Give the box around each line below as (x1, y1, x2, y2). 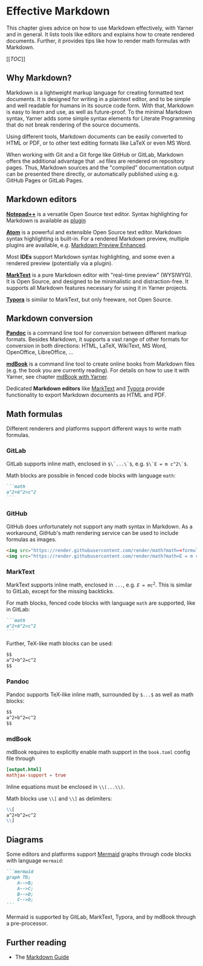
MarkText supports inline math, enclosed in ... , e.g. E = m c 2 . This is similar (6, 581, 193, 588)
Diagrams (6, 834, 43, 845)
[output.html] (6, 766, 42, 772)
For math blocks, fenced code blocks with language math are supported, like (6, 599, 196, 606)
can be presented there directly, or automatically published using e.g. (6, 170, 179, 177)
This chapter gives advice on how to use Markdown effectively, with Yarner (6, 24, 194, 31)
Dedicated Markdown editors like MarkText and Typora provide (6, 385, 165, 392)
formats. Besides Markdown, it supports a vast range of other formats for (6, 336, 188, 343)
